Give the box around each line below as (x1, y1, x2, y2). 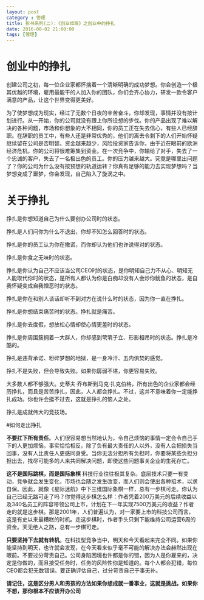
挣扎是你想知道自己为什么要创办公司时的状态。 (6, 215, 123, 222)
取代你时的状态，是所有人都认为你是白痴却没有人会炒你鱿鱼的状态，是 (16, 275, 192, 281)
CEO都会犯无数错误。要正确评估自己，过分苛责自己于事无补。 (6, 567, 161, 574)
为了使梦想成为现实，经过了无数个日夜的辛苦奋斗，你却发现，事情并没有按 (6, 109, 192, 116)
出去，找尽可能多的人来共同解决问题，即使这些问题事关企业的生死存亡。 (11, 457, 192, 464)
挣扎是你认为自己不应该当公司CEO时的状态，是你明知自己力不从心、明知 (6, 267, 188, 274)
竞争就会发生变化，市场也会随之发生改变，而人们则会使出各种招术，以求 (16, 478, 198, 485)
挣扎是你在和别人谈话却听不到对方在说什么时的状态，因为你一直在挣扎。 (6, 295, 187, 302)
